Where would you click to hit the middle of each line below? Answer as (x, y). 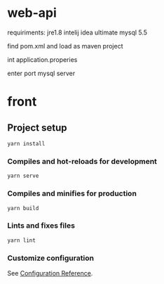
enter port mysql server (41, 73)
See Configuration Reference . (50, 273)
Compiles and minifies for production (72, 193)
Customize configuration (51, 258)
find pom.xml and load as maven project (65, 46)
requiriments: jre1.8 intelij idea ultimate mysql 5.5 (77, 32)
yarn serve (23, 176)
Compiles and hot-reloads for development (82, 161)
